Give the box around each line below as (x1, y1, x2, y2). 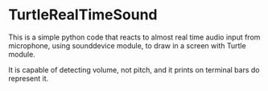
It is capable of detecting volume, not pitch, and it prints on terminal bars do (8, 64, 260, 74)
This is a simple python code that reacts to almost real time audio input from (8, 32, 261, 42)
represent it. (8, 73, 49, 83)
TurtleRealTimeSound (8, 6, 158, 24)
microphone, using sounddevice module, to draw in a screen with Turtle (8, 40, 247, 50)
